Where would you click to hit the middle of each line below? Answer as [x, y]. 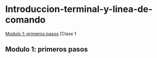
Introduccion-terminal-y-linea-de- [79, 9]
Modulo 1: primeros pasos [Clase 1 [41, 33]
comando [25, 20]
